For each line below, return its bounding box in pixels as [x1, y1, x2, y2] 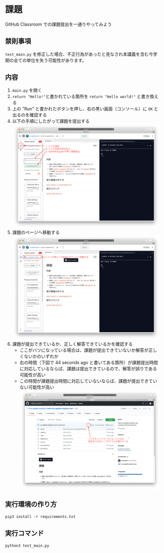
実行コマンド [5, 529, 44, 537]
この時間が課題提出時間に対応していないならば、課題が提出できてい [19, 378, 158, 384]
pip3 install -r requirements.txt [5, 515, 76, 519]
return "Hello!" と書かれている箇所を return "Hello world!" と [12, 93, 141, 99]
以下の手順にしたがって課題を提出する [12, 118, 90, 124]
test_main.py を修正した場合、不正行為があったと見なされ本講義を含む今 [5, 51, 153, 57]
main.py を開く [12, 87, 42, 93]
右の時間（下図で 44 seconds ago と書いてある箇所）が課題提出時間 [19, 359, 158, 365]
